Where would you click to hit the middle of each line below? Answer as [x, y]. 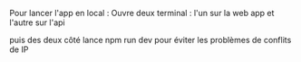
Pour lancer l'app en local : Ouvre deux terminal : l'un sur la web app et [142, 13]
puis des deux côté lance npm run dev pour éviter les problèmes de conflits [150, 40]
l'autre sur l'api [37, 22]
